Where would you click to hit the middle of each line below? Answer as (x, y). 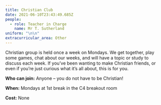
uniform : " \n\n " (22, 33)
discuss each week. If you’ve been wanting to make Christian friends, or (80, 63)
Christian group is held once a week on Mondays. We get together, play (80, 52)
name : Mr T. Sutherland (39, 29)
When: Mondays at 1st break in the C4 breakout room (61, 88)
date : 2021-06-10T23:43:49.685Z (39, 15)
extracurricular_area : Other (36, 38)
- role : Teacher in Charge (38, 24)
